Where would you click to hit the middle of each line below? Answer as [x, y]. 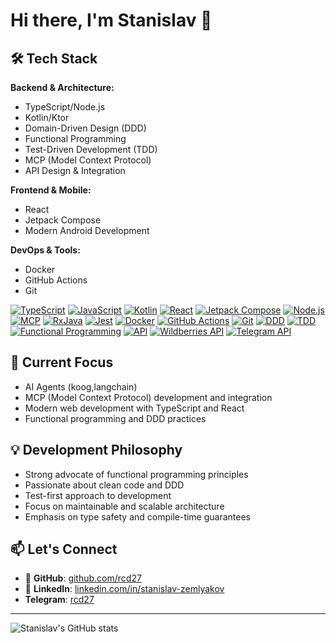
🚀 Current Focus [62, 362]
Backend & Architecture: [62, 87]
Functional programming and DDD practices [115, 418]
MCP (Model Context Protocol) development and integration [148, 397]
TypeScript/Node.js [65, 107]
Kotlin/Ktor [47, 117]
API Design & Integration [75, 170]
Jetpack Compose [63, 220]
